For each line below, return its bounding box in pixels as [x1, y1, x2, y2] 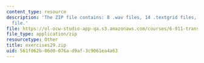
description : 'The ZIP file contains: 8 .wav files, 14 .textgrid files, [6, 14, 197, 20]
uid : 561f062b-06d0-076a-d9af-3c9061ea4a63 [6, 48, 118, 54]
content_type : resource [6, 8, 67, 15]
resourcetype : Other [6, 37, 59, 43]
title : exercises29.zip [6, 43, 67, 49]
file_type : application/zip [6, 31, 78, 37]
